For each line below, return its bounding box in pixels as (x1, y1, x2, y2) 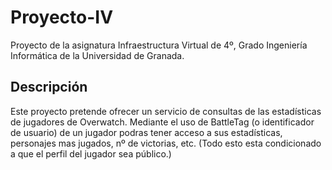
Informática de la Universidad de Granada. (10, 49, 185, 61)
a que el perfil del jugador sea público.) (10, 147, 172, 160)
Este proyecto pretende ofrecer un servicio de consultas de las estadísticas (10, 105, 322, 117)
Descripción (10, 79, 88, 96)
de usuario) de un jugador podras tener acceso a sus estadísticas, (10, 126, 283, 138)
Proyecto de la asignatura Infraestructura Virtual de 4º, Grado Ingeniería (10, 39, 308, 51)
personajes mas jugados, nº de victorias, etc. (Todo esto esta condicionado (10, 137, 322, 149)
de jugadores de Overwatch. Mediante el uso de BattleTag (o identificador (10, 116, 315, 128)
